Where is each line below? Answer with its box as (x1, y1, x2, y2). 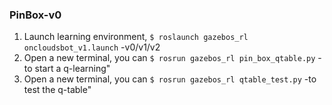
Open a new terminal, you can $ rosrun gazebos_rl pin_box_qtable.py (23, 52, 316, 64)
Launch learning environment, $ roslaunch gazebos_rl (23, 31, 249, 43)
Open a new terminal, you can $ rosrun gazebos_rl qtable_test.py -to (23, 73, 317, 85)
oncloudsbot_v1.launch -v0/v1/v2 (23, 41, 161, 53)
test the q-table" (23, 84, 92, 96)
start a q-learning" (34, 63, 111, 75)
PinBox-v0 (9, 8, 62, 22)
